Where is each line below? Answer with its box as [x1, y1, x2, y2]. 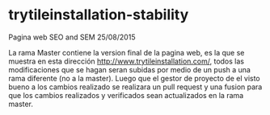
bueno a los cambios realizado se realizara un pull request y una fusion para [8, 82, 263, 92]
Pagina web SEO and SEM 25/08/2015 [8, 32, 136, 42]
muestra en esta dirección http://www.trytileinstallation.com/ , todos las [8, 56, 245, 66]
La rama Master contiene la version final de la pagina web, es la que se [8, 47, 245, 57]
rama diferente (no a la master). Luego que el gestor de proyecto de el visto [8, 73, 260, 83]
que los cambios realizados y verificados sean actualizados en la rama [8, 90, 244, 100]
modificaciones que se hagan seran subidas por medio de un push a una [8, 64, 251, 74]
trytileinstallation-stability [8, 6, 189, 24]
